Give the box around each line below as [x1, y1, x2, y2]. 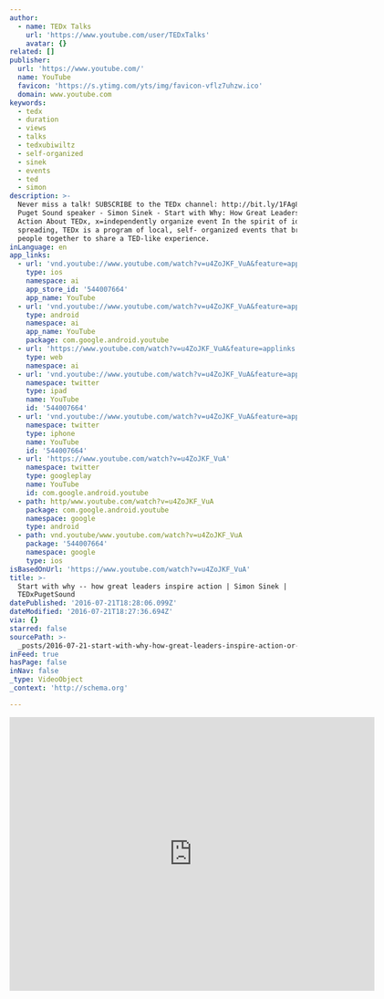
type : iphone [26, 429, 76, 438]
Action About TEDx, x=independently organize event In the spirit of [17, 216, 287, 226]
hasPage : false [9, 658, 67, 667]
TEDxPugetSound [17, 590, 76, 599]
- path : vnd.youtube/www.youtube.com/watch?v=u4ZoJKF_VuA [17, 531, 244, 540]
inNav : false [9, 667, 59, 676]
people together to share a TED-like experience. [17, 234, 210, 243]
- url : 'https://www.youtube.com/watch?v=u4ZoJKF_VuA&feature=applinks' [17, 344, 300, 353]
